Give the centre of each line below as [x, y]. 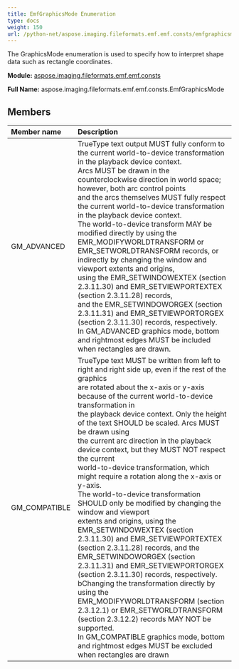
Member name [36, 132]
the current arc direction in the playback [144, 441]
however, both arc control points [132, 188]
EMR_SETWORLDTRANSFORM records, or [148, 251]
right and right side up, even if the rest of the [152, 369]
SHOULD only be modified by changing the [149, 504]
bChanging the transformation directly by [146, 583]
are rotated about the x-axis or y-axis [141, 387]
